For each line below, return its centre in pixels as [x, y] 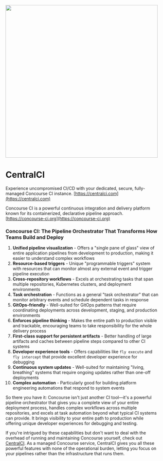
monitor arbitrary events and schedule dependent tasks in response [81, 300]
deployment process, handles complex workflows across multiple [71, 408]
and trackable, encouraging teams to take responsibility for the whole [82, 326]
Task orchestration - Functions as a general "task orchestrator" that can [85, 294]
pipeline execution [31, 274]
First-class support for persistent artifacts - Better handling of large [82, 336]
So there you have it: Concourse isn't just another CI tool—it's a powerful [79, 398]
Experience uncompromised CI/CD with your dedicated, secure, [70, 188]
